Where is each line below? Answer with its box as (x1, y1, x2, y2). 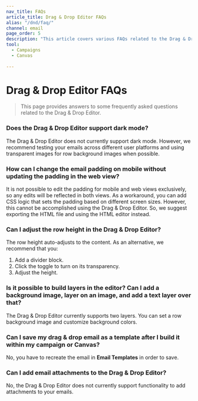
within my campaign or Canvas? (6, 340, 100, 348)
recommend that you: (6, 245, 58, 252)
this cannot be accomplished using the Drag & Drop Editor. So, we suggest (6, 204, 187, 211)
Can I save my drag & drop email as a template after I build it (6, 333, 180, 341)
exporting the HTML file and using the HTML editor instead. (6, 211, 151, 218)
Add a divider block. (14, 256, 64, 263)
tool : (6, 42, 19, 48)
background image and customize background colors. (6, 318, 137, 325)
